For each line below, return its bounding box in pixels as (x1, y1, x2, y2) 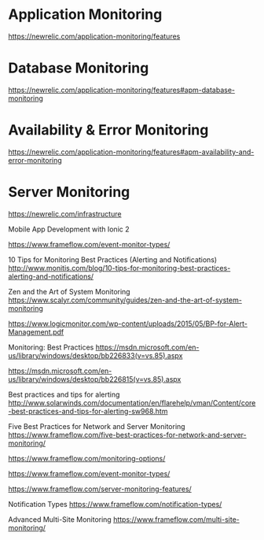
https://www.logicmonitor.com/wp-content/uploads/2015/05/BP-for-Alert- (8, 319, 248, 328)
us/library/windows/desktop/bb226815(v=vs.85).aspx (8, 374, 181, 383)
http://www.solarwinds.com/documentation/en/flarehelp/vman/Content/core (8, 398, 256, 407)
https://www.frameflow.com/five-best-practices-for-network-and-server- (8, 430, 247, 439)
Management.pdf (8, 327, 64, 336)
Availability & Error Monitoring (8, 121, 209, 139)
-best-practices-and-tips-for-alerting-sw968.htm (8, 406, 168, 416)
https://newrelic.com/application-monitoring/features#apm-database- (8, 85, 236, 94)
